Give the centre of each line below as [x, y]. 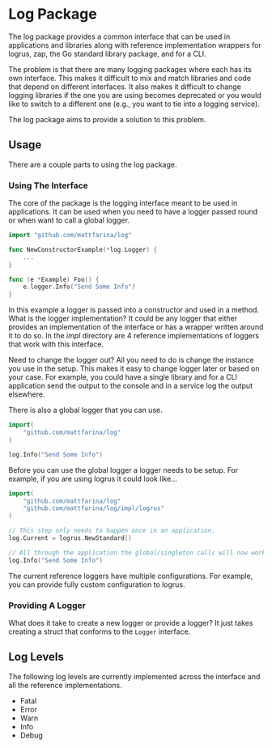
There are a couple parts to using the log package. [93, 164]
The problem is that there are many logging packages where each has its [130, 69]
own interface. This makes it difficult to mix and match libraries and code [130, 78]
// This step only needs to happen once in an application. [112, 531]
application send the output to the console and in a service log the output [131, 386]
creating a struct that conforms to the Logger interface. [100, 631]
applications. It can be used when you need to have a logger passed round [133, 212]
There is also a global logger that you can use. [86, 410]
